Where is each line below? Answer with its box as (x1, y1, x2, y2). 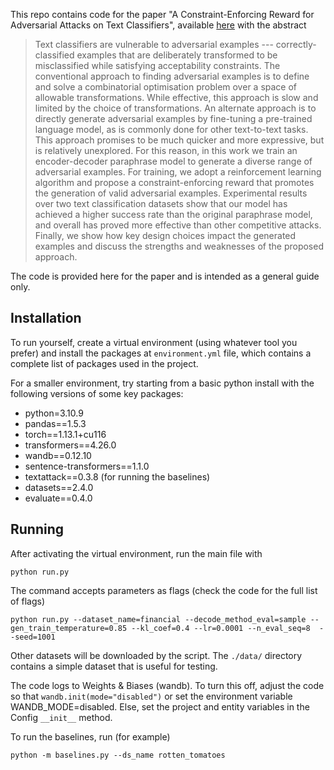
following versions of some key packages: (10, 387, 184, 399)
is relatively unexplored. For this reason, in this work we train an (34, 145, 298, 156)
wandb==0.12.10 (24, 449, 92, 461)
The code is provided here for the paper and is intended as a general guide (10, 270, 320, 282)
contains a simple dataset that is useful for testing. (10, 660, 218, 672)
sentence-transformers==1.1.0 (24, 460, 150, 472)
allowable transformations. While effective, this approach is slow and (34, 92, 319, 103)
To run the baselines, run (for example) (10, 730, 171, 743)
